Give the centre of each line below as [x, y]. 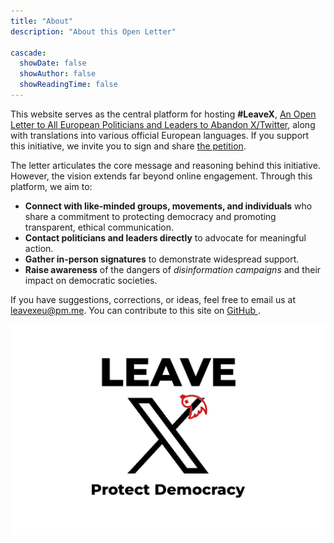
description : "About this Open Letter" [93, 31]
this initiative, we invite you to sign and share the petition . [128, 146]
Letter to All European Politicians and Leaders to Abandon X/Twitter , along [163, 124]
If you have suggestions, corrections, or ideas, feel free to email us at [153, 299]
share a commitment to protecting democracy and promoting [150, 216]
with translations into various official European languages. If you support [160, 135]
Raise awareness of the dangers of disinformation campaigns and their [173, 269]
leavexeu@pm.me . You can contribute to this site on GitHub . [135, 310]
